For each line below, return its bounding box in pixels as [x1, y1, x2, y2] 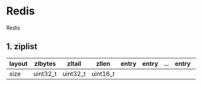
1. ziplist [6, 41, 38, 52]
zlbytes [34, 59, 56, 67]
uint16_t [91, 69, 115, 78]
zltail [67, 59, 82, 67]
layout [9, 59, 28, 67]
